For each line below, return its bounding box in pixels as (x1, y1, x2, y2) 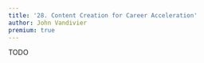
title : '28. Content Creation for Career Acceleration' (8, 11, 198, 20)
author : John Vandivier (8, 19, 88, 27)
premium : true (8, 26, 56, 34)
